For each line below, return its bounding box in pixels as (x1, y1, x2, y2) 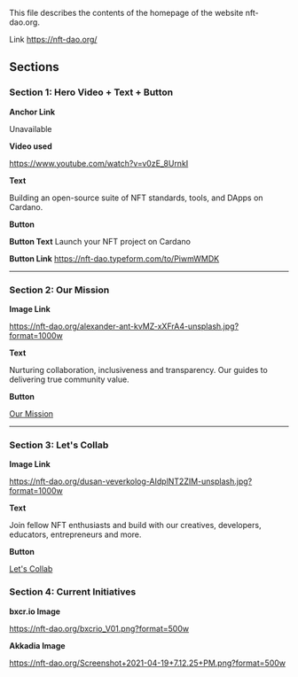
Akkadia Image (9, 640, 66, 650)
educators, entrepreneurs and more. (9, 529, 142, 540)
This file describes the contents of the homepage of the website (9, 8, 244, 18)
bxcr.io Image (9, 606, 60, 617)
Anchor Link (9, 106, 56, 117)
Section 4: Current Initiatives (9, 586, 137, 598)
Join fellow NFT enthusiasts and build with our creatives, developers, (9, 520, 262, 531)
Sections (9, 59, 59, 74)
